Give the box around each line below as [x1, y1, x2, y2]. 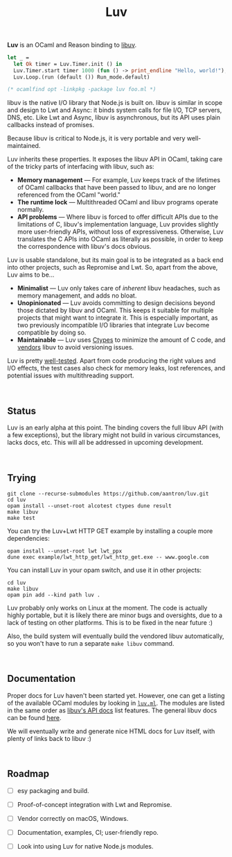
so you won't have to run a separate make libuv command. [7, 639, 175, 647]
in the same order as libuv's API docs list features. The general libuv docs [7, 706, 217, 715]
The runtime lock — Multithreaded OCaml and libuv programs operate [17, 198, 219, 206]
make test [7, 514, 36, 521]
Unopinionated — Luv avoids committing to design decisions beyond [17, 299, 215, 307]
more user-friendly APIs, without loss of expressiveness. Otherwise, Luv [17, 227, 224, 236]
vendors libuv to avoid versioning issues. [17, 343, 134, 352]
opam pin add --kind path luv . [7, 591, 100, 598]
